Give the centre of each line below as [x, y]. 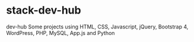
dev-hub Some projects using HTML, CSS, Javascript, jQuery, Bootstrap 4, [97, 27]
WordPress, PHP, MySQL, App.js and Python [61, 33]
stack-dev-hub [44, 10]
